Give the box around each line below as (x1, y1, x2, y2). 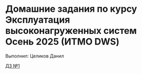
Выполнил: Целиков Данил (5, 52, 64, 59)
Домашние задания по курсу (5, 3, 137, 15)
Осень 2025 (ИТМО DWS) (5, 36, 119, 48)
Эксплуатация (5, 14, 70, 26)
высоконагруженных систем (5, 25, 137, 36)
